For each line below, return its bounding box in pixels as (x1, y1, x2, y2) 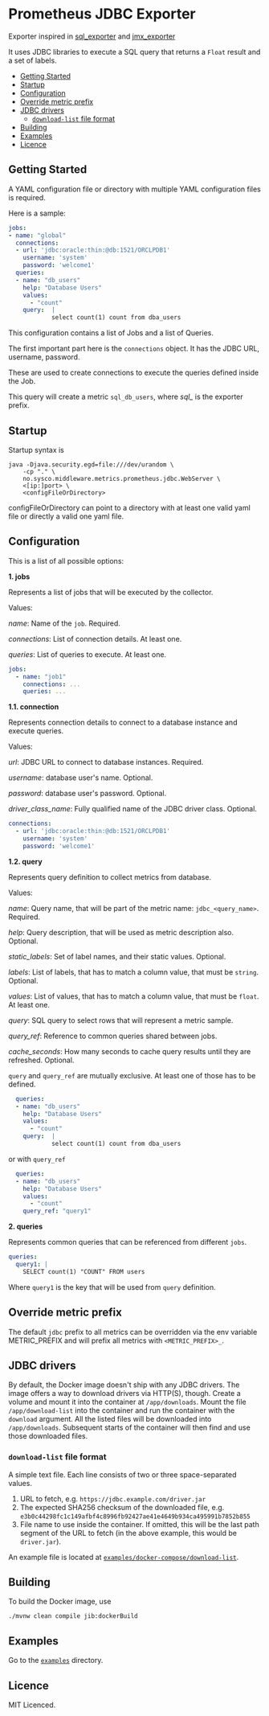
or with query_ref (8, 1154, 66, 1164)
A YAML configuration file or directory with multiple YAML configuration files (8, 184, 261, 194)
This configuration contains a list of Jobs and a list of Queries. (8, 328, 214, 338)
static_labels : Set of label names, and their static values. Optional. (8, 951, 226, 961)
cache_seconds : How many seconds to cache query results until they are (8, 1046, 251, 1056)
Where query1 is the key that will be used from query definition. (8, 1282, 217, 1291)
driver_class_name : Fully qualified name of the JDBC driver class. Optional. (8, 804, 257, 814)
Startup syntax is (8, 445, 64, 454)
